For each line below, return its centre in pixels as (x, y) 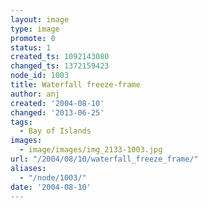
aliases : (28, 168)
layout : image (40, 19)
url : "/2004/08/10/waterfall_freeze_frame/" (104, 159)
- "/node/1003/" (53, 177)
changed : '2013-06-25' (57, 112)
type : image (35, 29)
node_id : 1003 (40, 76)
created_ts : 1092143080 (60, 57)
